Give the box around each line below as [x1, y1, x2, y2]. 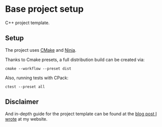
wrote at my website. [5, 116, 48, 122]
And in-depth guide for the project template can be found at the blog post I [5, 111, 157, 117]
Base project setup [5, 3, 84, 15]
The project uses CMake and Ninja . [5, 47, 77, 53]
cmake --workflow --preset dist [5, 66, 71, 71]
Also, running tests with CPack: [5, 75, 69, 81]
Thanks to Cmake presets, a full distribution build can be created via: [5, 57, 145, 63]
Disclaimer [5, 97, 39, 106]
